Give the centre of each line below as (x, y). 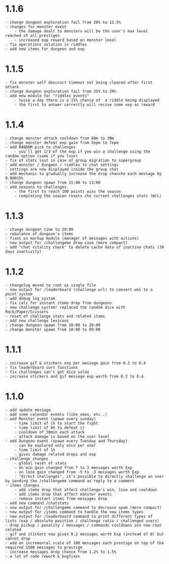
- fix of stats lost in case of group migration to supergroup (73, 160)
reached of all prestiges (32, 35)
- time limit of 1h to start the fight (56, 423)
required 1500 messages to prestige (44, 547)
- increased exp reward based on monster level (65, 40)
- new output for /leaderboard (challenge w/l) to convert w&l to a (79, 289)
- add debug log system (30, 298)
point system (19, 294)
